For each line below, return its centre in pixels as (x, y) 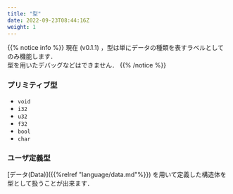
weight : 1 (22, 27)
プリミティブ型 (32, 85)
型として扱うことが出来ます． (50, 183)
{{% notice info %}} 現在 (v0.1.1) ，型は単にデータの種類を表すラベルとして (115, 48)
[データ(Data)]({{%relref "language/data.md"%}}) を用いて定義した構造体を (117, 174)
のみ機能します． (32, 56)
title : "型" (24, 14)
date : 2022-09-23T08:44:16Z (49, 20)
